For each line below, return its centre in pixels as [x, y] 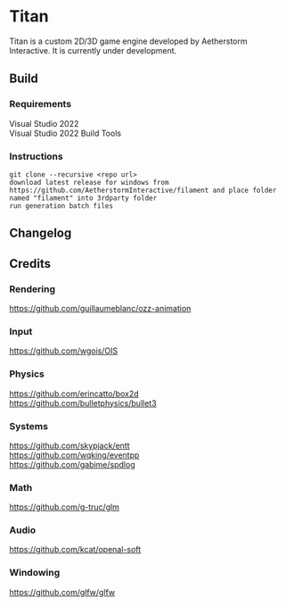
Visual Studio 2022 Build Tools [65, 133]
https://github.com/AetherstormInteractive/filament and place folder [143, 190]
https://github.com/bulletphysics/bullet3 [83, 403]
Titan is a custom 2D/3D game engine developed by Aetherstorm [128, 41]
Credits [30, 264]
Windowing [35, 573]
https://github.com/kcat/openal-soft [75, 550]
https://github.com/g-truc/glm [65, 507]
